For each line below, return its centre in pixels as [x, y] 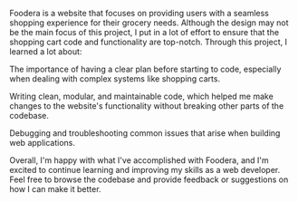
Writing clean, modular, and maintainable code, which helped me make [141, 96]
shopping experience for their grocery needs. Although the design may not [149, 23]
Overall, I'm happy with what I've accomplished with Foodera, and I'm [139, 160]
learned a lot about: [46, 52]
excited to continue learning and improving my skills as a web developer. [145, 170]
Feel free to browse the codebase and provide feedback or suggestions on [149, 179]
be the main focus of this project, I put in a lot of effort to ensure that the [144, 32]
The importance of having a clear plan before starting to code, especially [145, 69]
